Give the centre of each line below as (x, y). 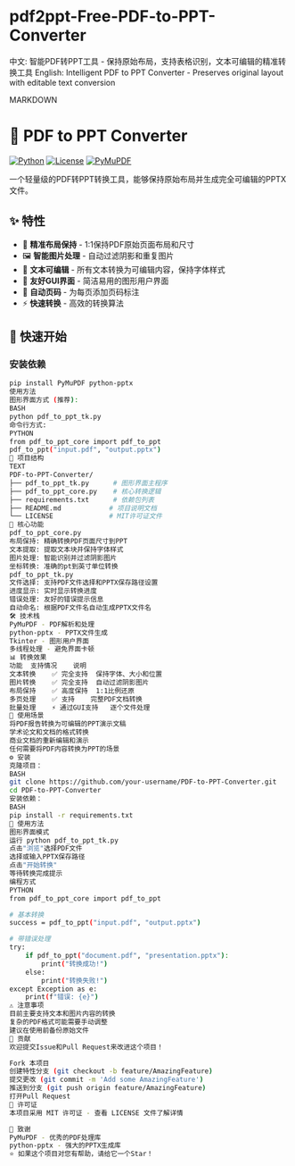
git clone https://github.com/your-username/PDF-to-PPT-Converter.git (143, 782)
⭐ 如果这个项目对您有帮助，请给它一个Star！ (82, 1154)
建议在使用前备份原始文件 (49, 1030)
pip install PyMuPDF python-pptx (71, 383)
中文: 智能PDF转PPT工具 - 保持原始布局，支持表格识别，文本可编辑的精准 (144, 61)
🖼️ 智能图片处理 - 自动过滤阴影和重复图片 (98, 256)
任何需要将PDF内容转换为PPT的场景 (65, 749)
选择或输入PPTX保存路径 (47, 857)
